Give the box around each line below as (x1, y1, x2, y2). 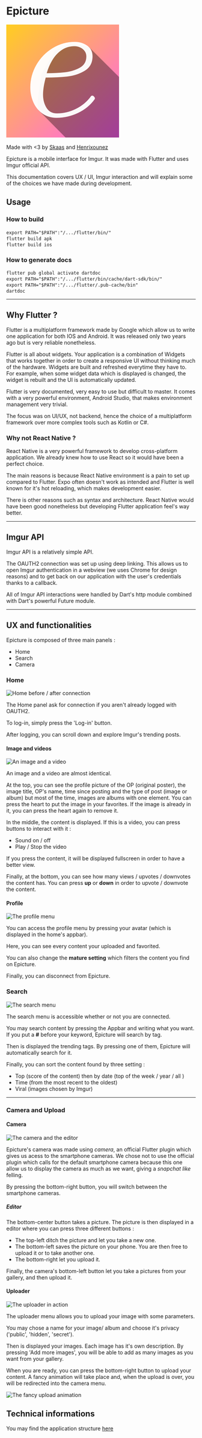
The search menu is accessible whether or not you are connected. (6, 1013, 171, 1020)
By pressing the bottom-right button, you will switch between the (6, 1183, 167, 1190)
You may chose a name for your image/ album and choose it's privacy (6, 1324, 179, 1331)
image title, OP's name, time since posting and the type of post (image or (6, 788, 188, 795)
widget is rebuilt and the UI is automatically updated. (6, 376, 136, 383)
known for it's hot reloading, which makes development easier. (6, 485, 162, 492)
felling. (6, 1171, 23, 1178)
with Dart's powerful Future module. (6, 597, 96, 604)
